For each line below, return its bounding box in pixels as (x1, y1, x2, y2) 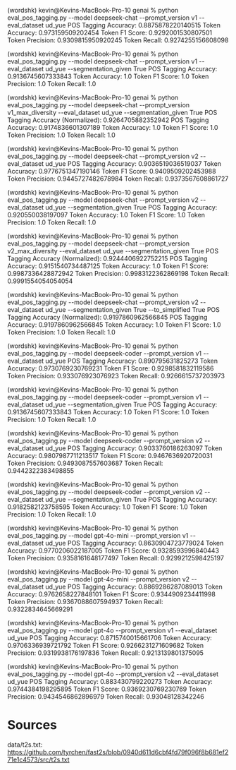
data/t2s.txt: (7, 740, 43, 749)
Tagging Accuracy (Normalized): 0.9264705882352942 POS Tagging (7, 116, 209, 124)
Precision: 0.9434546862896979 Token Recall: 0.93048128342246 (7, 692, 204, 701)
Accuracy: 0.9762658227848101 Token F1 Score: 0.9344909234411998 (7, 590, 216, 598)
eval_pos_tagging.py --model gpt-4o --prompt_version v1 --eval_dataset (7, 626, 218, 634)
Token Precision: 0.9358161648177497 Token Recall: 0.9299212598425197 (7, 554, 224, 562)
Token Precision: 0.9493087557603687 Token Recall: (7, 459, 163, 467)
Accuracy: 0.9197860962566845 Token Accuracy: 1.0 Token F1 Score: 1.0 (7, 320, 221, 329)
